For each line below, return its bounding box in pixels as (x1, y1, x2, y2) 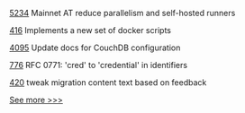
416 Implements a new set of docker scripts (9, 25, 171, 35)
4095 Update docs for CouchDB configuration (9, 42, 181, 53)
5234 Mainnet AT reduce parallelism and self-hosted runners (9, 8, 236, 18)
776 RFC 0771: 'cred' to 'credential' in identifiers (9, 60, 187, 70)
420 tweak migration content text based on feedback (9, 77, 207, 88)
